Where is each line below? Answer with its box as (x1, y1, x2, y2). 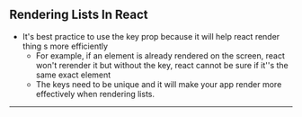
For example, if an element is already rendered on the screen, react (35, 49, 285, 61)
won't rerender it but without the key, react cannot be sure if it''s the (35, 59, 289, 70)
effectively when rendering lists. (35, 88, 155, 99)
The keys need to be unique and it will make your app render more (35, 78, 282, 89)
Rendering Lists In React (9, 7, 148, 22)
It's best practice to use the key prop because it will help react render (22, 31, 280, 41)
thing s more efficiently (22, 40, 109, 51)
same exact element (35, 69, 111, 80)
